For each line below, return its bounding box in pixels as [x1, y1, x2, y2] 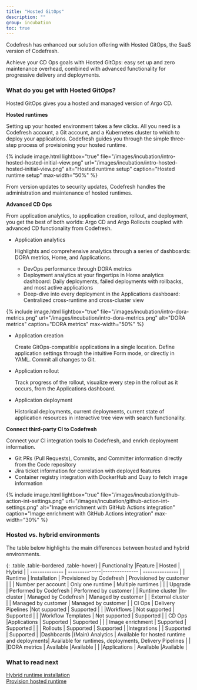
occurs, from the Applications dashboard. [14, 385, 116, 392]
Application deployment [14, 396, 72, 403]
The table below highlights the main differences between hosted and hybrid [6, 544, 189, 551]
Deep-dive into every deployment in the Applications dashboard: [23, 290, 181, 297]
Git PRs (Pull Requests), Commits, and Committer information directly [14, 455, 182, 462]
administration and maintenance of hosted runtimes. [6, 189, 133, 196]
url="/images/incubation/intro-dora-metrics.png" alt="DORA [39, 314, 186, 321]
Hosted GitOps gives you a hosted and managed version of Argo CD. [6, 100, 173, 107]
